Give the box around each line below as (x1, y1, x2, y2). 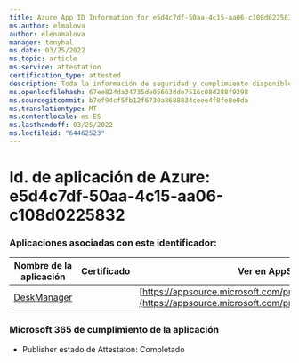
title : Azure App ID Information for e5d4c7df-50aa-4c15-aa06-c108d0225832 (9, 12, 296, 22)
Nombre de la (13, 260, 73, 272)
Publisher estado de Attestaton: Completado (21, 343, 185, 354)
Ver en (237, 265, 267, 278)
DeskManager (13, 291, 73, 303)
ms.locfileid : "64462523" (9, 129, 105, 138)
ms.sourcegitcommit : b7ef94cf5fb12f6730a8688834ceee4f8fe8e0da (9, 95, 249, 105)
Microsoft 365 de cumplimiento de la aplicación (9, 324, 220, 336)
